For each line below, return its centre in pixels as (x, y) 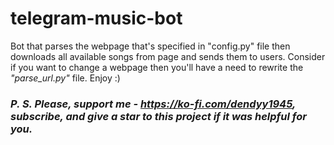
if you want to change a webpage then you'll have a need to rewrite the (157, 67)
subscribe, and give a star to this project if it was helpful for (158, 116)
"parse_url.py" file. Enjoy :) (65, 78)
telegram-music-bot (96, 18)
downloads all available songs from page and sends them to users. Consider (168, 56)
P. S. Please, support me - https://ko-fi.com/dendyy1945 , (153, 104)
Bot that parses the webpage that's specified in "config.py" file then (150, 46)
